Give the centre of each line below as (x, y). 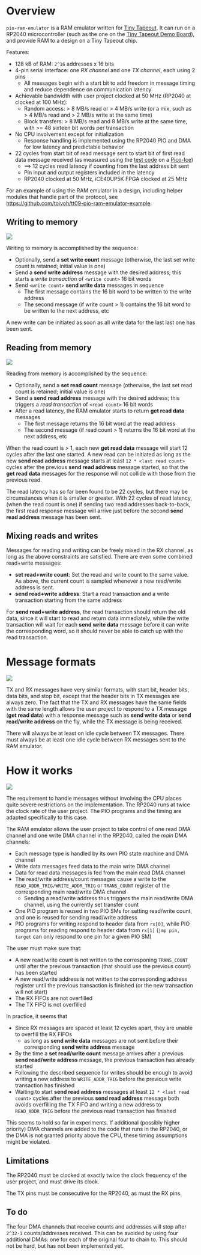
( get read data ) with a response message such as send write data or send (99, 715)
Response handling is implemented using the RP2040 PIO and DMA (107, 140)
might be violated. (28, 1142)
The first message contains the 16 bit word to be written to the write (108, 291)
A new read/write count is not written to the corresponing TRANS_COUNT (101, 960)
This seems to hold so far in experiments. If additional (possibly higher (93, 1123)
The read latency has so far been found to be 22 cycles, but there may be (97, 491)
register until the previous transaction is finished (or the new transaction (104, 986)
